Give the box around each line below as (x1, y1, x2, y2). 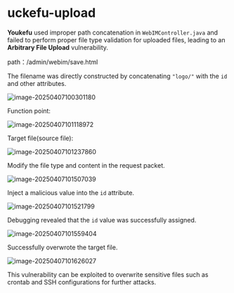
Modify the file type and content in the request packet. (7, 161, 165, 170)
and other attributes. (7, 79, 67, 87)
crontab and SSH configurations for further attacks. (7, 278, 157, 286)
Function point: (7, 106, 51, 115)
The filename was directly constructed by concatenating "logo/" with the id (7, 72, 228, 80)
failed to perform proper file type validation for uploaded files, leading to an (7, 35, 226, 44)
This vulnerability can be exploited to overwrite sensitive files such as (7, 270, 209, 279)
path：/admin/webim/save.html (7, 58, 98, 66)
